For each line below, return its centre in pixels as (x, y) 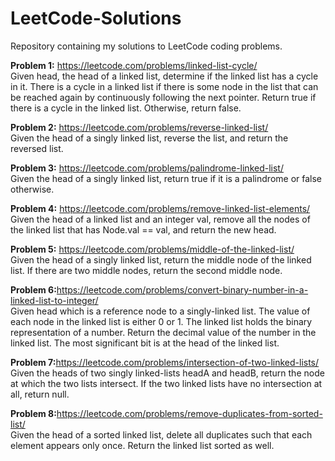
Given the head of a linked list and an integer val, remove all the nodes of (160, 219)
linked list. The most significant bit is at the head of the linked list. (145, 343)
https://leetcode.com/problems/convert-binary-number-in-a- (182, 289)
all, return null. (40, 394)
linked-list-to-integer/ (54, 300)
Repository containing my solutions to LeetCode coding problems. (146, 46)
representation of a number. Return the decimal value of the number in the (163, 332)
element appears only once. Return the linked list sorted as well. (142, 445)
